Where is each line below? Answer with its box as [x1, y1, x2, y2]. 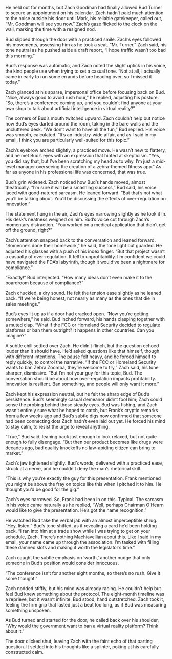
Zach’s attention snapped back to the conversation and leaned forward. [5, 237, 156, 243]
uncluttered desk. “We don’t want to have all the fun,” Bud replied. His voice [5, 126, 165, 132]
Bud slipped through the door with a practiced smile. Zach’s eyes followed [5, 36, 161, 42]
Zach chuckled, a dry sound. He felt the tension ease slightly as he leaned [5, 290, 162, 296]
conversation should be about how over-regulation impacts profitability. [5, 376, 156, 381]
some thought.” [5, 576, 38, 581]
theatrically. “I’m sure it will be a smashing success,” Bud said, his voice [5, 185, 157, 190]
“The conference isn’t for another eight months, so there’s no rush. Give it [5, 570, 160, 576]
